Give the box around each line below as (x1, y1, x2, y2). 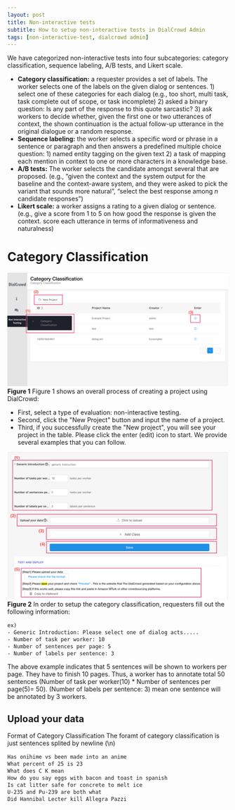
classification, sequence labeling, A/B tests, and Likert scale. (7, 61, 183, 70)
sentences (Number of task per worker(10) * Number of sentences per (7, 678, 211, 686)
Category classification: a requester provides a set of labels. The (17, 75, 208, 84)
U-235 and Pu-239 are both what (7, 789, 102, 796)
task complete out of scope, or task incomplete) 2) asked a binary (17, 97, 208, 106)
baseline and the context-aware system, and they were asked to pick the (17, 179, 228, 188)
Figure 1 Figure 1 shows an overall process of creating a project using (7, 387, 208, 395)
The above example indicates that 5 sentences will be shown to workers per (7, 662, 227, 671)
